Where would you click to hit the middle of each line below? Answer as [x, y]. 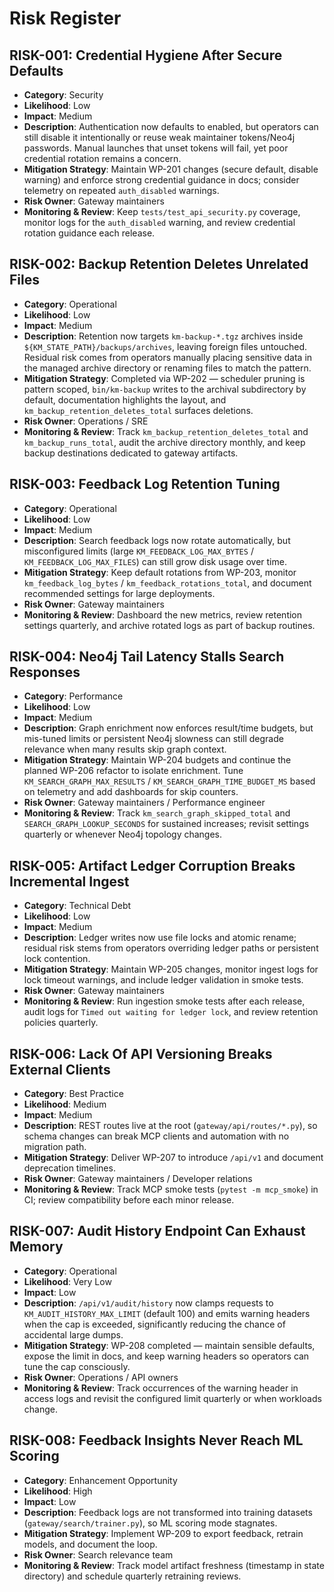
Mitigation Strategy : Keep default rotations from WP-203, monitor [160, 572]
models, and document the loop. [90, 1544]
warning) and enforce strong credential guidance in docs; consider [161, 180]
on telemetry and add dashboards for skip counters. [131, 792]
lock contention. [57, 959]
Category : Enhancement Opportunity [100, 1480]
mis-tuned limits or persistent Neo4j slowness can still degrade [153, 739]
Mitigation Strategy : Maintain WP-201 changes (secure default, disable [171, 169]
